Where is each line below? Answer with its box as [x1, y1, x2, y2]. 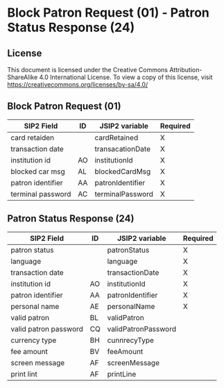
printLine [107, 369, 137, 379]
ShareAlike [7, 73, 38, 81]
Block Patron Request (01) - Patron [7, 5, 209, 21]
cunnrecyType [107, 335, 155, 345]
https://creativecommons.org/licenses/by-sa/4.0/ [7, 81, 148, 88]
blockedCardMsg [94, 167, 151, 176]
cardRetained [94, 133, 139, 142]
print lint [10, 369, 38, 379]
